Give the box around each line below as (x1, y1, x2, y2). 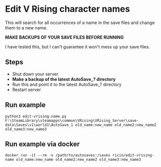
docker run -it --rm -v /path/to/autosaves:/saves (5, 153, 111, 158)
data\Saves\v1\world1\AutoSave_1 (5, 122, 73, 127)
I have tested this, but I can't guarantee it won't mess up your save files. (5, 44, 150, 49)
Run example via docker (5, 140, 80, 148)
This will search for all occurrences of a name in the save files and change (5, 20, 155, 25)
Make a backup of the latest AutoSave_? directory (12, 76, 116, 82)
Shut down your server (12, 71, 59, 77)
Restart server (12, 87, 41, 93)
